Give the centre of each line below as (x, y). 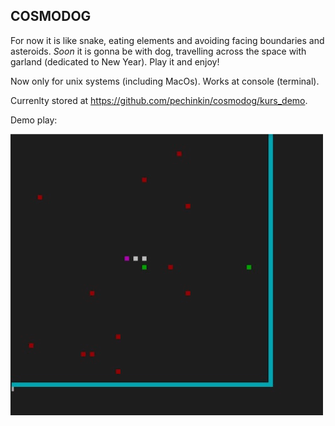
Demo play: (34, 120)
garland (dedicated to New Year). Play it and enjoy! (115, 61)
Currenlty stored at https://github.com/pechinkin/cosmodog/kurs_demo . (159, 100)
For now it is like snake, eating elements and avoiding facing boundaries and (167, 40)
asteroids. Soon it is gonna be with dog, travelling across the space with (158, 51)
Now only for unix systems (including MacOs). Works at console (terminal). (165, 81)
